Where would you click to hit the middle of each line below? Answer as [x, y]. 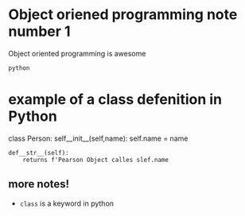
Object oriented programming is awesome [77, 53]
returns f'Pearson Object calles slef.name [96, 160]
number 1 [39, 31]
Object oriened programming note [123, 15]
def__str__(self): [39, 152]
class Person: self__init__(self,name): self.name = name [98, 138]
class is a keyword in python [66, 203]
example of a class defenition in [115, 100]
